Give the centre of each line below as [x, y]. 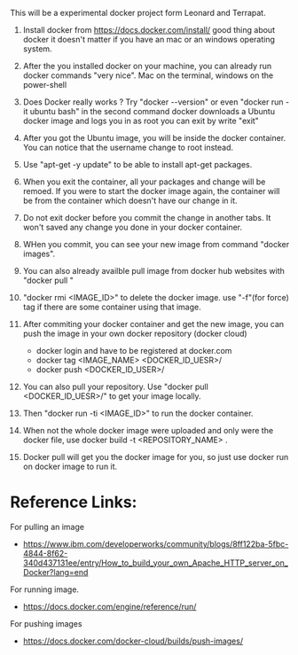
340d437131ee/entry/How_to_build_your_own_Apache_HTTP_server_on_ [156, 563]
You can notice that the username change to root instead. [128, 147]
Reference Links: [74, 502]
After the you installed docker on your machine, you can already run [147, 66]
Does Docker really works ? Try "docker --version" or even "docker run [153, 102]
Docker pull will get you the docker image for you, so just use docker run [156, 457]
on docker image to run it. [70, 466]
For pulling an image [47, 526]
